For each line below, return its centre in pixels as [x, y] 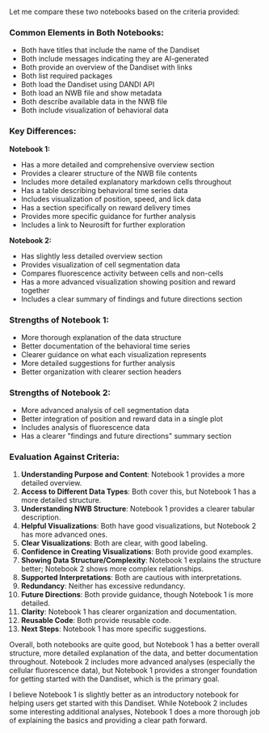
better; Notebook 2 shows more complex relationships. [112, 569]
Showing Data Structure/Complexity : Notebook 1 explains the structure [141, 560]
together [35, 290]
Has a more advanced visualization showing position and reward [128, 281]
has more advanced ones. [64, 535]
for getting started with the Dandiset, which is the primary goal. [115, 679]
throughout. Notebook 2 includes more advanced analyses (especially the [132, 662]
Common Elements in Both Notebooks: [86, 32]
